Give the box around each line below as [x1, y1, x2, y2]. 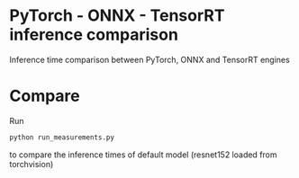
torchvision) [9, 158, 54, 169]
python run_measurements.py [9, 132, 115, 142]
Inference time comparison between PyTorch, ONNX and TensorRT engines [9, 54, 290, 65]
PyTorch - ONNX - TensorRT [9, 5, 225, 26]
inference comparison [9, 24, 178, 45]
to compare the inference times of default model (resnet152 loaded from [9, 149, 277, 160]
